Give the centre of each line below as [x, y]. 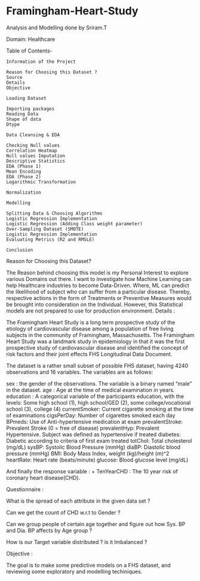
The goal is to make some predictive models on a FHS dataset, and [89, 565]
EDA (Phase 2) [24, 177]
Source [14, 77]
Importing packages [30, 109]
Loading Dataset [26, 98]
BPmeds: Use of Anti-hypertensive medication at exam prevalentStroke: [95, 421]
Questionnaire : [25, 489]
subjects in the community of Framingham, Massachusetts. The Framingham [100, 335]
